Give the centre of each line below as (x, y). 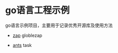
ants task (22, 45)
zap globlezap (27, 35)
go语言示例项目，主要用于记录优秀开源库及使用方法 (59, 25)
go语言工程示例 (37, 10)
